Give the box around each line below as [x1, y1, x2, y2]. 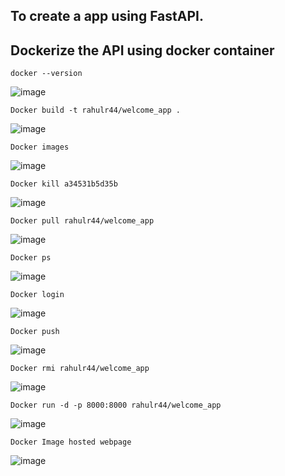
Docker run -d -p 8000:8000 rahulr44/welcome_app [10, 400, 222, 411]
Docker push [10, 327, 60, 337]
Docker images [10, 142, 70, 153]
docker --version [10, 69, 83, 79]
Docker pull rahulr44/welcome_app [10, 216, 155, 226]
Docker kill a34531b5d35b [10, 179, 118, 189]
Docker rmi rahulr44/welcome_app [10, 364, 150, 374]
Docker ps [10, 253, 52, 263]
